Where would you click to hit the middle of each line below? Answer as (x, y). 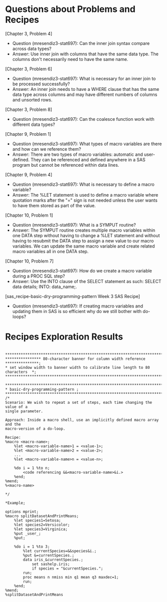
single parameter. (24, 411)
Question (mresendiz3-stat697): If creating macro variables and (78, 306)
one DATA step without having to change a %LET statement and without (86, 235)
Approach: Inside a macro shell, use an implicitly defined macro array (82, 420)
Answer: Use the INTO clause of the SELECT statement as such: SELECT (87, 281)
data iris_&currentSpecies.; (53, 560)
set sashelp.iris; (51, 564)
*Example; (15, 503)
